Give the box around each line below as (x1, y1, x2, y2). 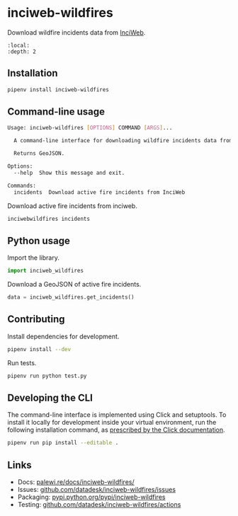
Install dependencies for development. (7, 332, 120, 340)
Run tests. (7, 358, 37, 367)
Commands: (7, 182, 37, 189)
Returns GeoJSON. (13, 150, 65, 157)
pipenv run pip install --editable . (7, 440, 119, 447)
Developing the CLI (7, 391, 93, 403)
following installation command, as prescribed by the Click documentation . (7, 425, 225, 434)
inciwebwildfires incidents (7, 215, 91, 222)
